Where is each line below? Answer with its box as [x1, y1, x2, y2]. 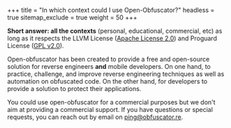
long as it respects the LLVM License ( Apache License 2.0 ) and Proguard [7, 34, 218, 42]
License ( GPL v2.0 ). [7, 42, 64, 49]
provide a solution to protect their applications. [7, 85, 142, 93]
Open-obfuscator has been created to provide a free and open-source [7, 55, 210, 63]
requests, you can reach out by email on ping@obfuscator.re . [7, 113, 184, 121]
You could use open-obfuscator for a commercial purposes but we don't [7, 98, 216, 106]
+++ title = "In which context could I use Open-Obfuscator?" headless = [7, 6, 215, 14]
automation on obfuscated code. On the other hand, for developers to [7, 77, 208, 86]
